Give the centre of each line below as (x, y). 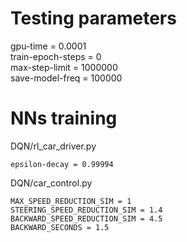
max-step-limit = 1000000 (64, 67)
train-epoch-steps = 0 (56, 56)
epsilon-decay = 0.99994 (62, 164)
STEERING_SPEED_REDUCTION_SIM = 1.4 (86, 210)
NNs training (64, 118)
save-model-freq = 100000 (66, 78)
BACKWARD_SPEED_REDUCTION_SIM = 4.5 (86, 218)
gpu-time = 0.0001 (48, 46)
